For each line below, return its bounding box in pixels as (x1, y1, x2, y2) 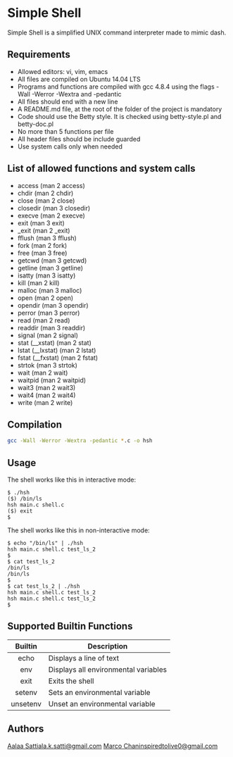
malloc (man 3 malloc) (17, 286, 82, 294)
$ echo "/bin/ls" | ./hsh (7, 540, 83, 547)
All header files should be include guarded (17, 134, 141, 143)
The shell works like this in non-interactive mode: (7, 526, 150, 534)
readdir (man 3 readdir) (17, 323, 86, 332)
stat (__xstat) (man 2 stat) (17, 338, 92, 346)
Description (87, 641, 128, 651)
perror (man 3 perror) (17, 308, 80, 317)
